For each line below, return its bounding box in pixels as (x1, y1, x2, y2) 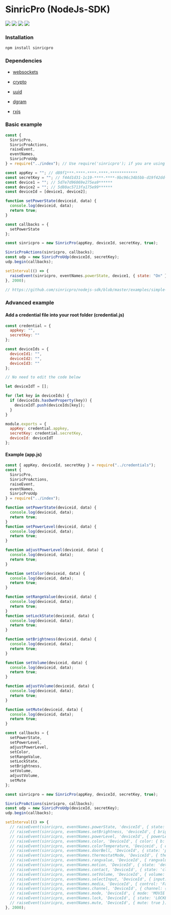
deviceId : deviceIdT (10, 436, 53, 441)
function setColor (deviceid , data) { (5, 571, 85, 576)
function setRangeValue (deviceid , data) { (5, 594, 97, 600)
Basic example (5, 121, 42, 128)
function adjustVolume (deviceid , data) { (5, 683, 95, 689)
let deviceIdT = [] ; (5, 384, 49, 389)
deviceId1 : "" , (10, 351, 42, 357)
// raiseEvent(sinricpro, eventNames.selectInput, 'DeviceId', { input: (10, 876, 167, 882)
